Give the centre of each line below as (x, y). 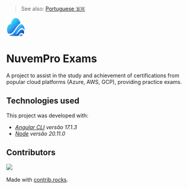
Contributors (31, 152)
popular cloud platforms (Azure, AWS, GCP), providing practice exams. (94, 82)
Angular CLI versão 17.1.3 (46, 127)
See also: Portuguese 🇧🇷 (53, 9)
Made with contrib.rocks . (37, 179)
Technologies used (43, 101)
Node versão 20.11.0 (40, 133)
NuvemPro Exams (52, 59)
